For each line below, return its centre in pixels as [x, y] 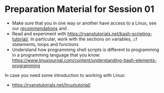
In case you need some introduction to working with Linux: [65, 75]
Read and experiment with [39, 33]
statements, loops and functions [45, 44]
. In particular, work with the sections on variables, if [83, 39]
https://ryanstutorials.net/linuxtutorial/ [51, 85]
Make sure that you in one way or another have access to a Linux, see [84, 23]
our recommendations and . [41, 28]
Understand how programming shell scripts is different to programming [86, 49]
